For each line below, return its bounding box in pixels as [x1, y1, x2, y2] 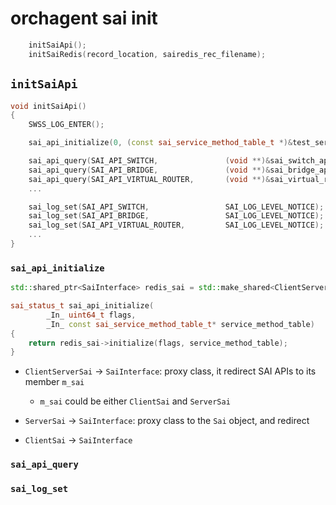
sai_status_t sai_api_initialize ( [10, 301, 155, 311]
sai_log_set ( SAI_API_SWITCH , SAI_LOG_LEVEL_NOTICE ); [28, 202, 325, 212]
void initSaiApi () [10, 101, 87, 111]
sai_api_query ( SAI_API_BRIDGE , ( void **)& [28, 165, 271, 175]
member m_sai [24, 376, 85, 388]
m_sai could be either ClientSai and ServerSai [39, 395, 231, 407]
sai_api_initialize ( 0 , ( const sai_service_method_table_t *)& [28, 138, 293, 148]
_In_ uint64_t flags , [46, 310, 137, 320]
